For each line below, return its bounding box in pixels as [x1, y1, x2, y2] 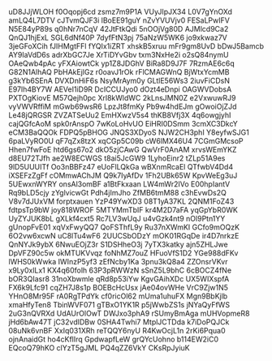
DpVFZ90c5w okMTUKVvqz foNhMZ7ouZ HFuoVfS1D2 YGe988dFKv [8, 248, 239, 258]
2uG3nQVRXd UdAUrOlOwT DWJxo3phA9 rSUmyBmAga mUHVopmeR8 [8, 308, 250, 318]
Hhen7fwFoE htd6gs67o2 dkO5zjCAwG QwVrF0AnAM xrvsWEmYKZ [8, 145, 237, 154]
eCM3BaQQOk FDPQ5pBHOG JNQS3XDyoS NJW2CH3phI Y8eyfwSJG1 [8, 127, 249, 137]
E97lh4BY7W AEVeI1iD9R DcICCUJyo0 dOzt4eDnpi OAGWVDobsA [8, 84, 232, 94]
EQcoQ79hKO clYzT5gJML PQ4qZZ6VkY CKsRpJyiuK [8, 343, 190, 352]
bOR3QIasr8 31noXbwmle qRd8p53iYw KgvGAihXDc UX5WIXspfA [8, 274, 230, 283]
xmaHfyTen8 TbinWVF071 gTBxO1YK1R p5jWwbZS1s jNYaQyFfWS [8, 300, 230, 309]
